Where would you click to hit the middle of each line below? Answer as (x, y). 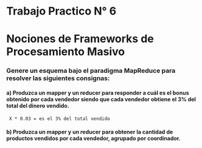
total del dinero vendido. (38, 106)
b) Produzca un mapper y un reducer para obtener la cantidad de (90, 132)
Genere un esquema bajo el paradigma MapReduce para (91, 71)
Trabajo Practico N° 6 (61, 11)
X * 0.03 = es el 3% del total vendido (60, 119)
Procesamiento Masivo (66, 52)
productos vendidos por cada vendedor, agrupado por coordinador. (93, 138)
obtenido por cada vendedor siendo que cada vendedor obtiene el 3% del (101, 99)
